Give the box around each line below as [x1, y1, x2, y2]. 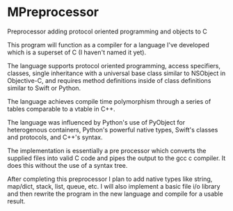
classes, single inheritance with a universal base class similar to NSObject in [7, 69, 226, 77]
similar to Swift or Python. [7, 84, 81, 92]
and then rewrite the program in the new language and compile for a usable [7, 189, 224, 198]
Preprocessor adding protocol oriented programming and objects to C [7, 27, 207, 36]
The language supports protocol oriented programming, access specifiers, [7, 61, 221, 70]
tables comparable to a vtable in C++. [7, 104, 115, 113]
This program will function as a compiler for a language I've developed [7, 40, 210, 49]
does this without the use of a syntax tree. [7, 161, 128, 169]
